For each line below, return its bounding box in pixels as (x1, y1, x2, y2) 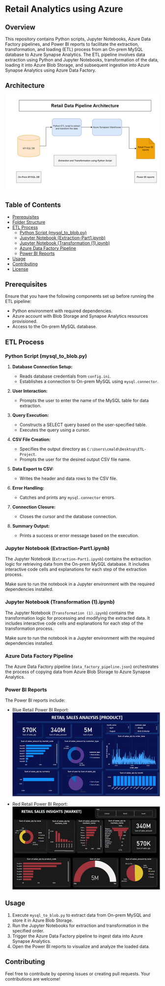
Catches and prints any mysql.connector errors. (19, 494, 115, 500)
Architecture (5, 82, 45, 90)
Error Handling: (12, 485, 45, 491)
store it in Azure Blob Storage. (12, 917, 73, 923)
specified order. (12, 928, 45, 933)
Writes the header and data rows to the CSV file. (19, 475, 118, 482)
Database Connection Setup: (12, 364, 73, 370)
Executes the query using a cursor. (19, 427, 90, 433)
